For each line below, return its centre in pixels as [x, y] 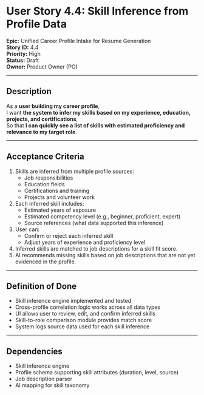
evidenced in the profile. [46, 262]
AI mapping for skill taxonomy [52, 385]
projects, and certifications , [42, 119]
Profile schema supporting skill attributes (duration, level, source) [97, 373]
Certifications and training [57, 191]
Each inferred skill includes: [49, 203]
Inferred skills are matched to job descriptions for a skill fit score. [96, 248]
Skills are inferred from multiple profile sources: [75, 171]
